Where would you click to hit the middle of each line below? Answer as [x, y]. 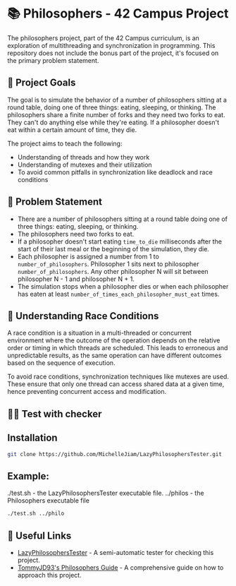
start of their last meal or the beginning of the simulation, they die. [113, 249]
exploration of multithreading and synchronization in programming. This [111, 45]
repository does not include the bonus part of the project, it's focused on [113, 53]
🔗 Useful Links [39, 536]
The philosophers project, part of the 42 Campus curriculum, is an [103, 38]
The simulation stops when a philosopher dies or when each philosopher [123, 286]
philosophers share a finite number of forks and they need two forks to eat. [116, 114]
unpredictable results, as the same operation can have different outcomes [114, 355]
